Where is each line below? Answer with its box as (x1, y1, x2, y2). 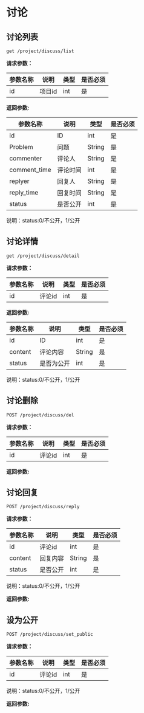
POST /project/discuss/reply (6, 504, 80, 510)
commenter (9, 154, 42, 162)
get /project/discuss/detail (6, 253, 80, 259)
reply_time (9, 188, 39, 196)
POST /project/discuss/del (6, 412, 74, 418)
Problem (9, 143, 33, 151)
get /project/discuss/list (6, 48, 74, 54)
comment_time (9, 165, 51, 174)
